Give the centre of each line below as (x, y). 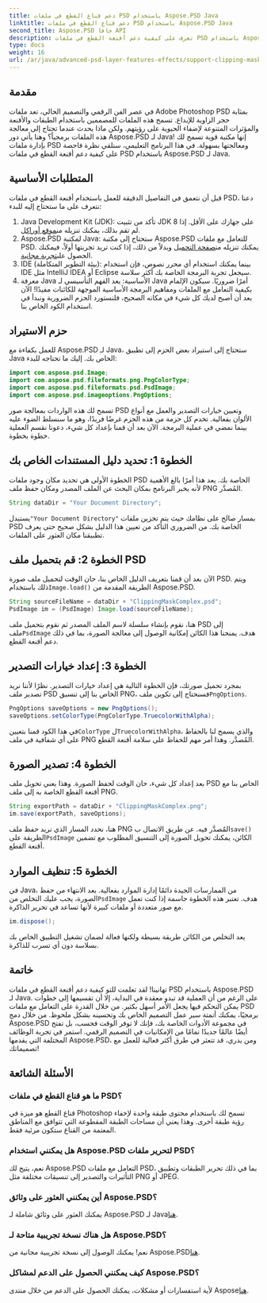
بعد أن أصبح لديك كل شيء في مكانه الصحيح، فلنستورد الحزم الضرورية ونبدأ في (136, 297)
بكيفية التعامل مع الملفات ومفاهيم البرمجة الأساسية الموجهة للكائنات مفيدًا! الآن (136, 289)
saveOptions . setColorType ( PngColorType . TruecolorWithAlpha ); (112, 716)
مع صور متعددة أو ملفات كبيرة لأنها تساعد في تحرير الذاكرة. (96, 907)
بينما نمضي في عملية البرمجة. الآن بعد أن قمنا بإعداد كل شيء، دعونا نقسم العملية (128, 427)
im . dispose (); (32, 922)
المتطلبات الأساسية (51, 178)
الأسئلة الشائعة (41, 1073)
